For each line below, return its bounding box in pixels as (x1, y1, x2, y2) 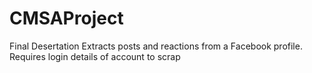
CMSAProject (9, 7, 124, 30)
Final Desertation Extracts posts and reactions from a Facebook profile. (9, 40, 303, 52)
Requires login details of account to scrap (9, 50, 181, 62)
